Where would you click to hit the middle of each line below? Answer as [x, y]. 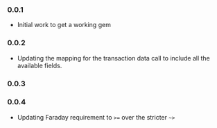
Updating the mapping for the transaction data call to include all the [113, 58]
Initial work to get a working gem [64, 25]
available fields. [40, 65]
